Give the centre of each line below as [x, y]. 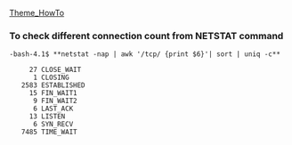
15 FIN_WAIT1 [53, 93]
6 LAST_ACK [53, 109]
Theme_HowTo [37, 13]
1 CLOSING [51, 78]
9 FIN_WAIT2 [55, 101]
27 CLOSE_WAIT [55, 70]
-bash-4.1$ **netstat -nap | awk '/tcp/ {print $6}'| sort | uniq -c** [145, 54]
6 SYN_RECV [53, 125]
